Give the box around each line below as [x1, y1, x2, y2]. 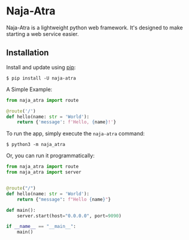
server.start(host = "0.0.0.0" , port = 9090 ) [17, 212, 121, 219]
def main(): [6, 207, 36, 213]
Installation [6, 48, 49, 58]
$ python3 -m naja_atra [6, 142, 66, 148]
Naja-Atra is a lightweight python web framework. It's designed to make [6, 24, 184, 31]
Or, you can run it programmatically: [6, 152, 94, 159]
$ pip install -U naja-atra [6, 75, 77, 81]
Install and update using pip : [6, 63, 76, 71]
